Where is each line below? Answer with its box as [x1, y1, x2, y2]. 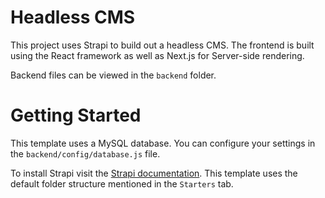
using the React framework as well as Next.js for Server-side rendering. [10, 49, 305, 61]
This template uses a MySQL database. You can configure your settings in [10, 137, 316, 149]
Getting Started [10, 104, 142, 127]
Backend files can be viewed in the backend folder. [10, 69, 217, 81]
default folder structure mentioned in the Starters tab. [10, 177, 234, 190]
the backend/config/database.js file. [10, 147, 161, 160]
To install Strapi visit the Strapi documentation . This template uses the [10, 167, 298, 179]
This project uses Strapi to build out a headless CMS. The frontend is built [10, 39, 315, 51]
